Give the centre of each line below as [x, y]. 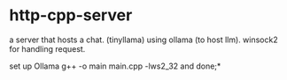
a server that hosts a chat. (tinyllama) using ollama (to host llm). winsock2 [143, 40]
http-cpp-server [71, 15]
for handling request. [47, 48]
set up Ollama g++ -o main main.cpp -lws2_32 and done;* [115, 66]
